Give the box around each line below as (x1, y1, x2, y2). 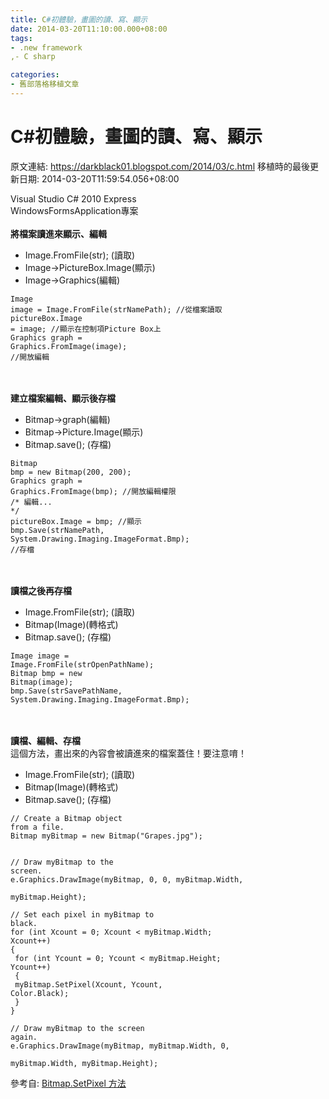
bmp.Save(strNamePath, (10, 525, 105, 535)
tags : (10, 33, 33, 43)
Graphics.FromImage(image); (10, 341, 128, 351)
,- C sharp (10, 52, 56, 62)
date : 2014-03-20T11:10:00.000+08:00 (10, 24, 168, 34)
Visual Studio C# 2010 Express (10, 192, 137, 205)
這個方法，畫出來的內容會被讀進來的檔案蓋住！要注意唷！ (10, 747, 247, 759)
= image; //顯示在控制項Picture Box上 (10, 324, 162, 334)
